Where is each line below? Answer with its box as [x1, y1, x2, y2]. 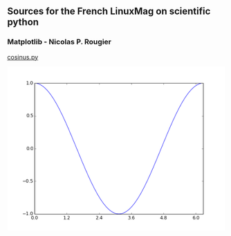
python [7, 17, 39, 28]
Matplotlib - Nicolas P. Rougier [7, 37, 112, 47]
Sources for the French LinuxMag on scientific [7, 6, 211, 17]
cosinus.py [7, 53, 39, 61]
